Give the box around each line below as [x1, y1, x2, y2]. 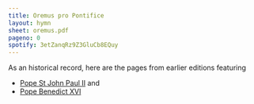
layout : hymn [8, 19, 51, 27]
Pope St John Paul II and [19, 79, 100, 88]
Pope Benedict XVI [19, 87, 82, 96]
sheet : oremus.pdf [8, 26, 69, 34]
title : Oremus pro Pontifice [8, 11, 104, 20]
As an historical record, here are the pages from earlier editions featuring [8, 63, 247, 72]
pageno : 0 [8, 33, 41, 42]
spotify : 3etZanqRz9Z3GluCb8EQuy [8, 41, 119, 49]
